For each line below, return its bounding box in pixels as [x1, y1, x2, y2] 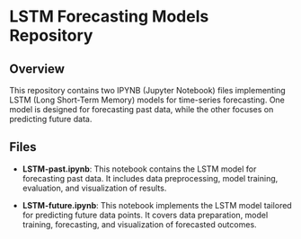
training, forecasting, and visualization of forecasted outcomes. [22, 218, 258, 230]
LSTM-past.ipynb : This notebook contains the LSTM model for [22, 164, 257, 174]
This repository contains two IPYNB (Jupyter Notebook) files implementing [9, 85, 286, 95]
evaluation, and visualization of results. [22, 182, 167, 193]
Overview [9, 61, 66, 76]
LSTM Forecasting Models [9, 6, 209, 27]
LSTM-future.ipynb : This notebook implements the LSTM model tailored [22, 199, 292, 210]
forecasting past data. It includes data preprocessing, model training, [22, 173, 279, 183]
